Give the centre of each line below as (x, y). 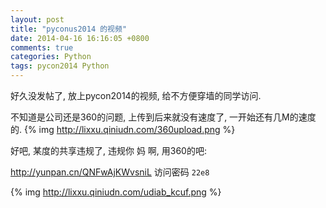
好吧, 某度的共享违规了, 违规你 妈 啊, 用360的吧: (108, 150)
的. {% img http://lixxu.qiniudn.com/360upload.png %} (123, 129)
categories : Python (51, 57)
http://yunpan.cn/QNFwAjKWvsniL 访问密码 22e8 (110, 172)
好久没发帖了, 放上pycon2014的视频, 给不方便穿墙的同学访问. (136, 95)
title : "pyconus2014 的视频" (69, 29)
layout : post (37, 19)
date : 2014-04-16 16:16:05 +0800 (80, 38)
